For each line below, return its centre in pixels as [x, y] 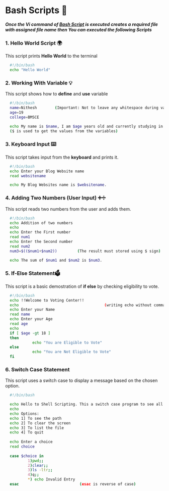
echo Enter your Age [31, 319]
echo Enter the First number [40, 232]
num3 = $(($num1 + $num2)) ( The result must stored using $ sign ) [85, 251]
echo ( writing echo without [81, 305]
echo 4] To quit [27, 432]
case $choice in [27, 456]
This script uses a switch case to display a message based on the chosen [81, 380]
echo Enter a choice [31, 442]
